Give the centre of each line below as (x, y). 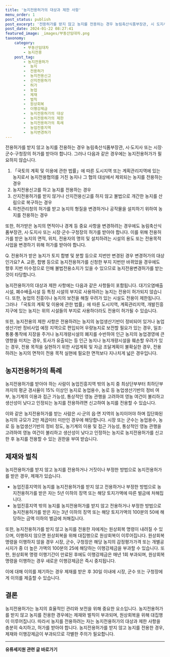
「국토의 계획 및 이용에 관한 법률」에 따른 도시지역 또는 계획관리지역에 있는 (87, 171)
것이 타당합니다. (21, 275)
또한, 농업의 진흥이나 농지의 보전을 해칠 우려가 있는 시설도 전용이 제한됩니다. (87, 298)
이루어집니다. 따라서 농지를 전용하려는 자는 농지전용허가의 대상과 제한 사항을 (86, 621)
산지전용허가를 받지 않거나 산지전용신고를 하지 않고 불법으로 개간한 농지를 (85, 196)
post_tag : (25, 57)
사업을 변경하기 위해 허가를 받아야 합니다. (46, 245)
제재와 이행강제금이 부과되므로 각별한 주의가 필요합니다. (60, 634)
